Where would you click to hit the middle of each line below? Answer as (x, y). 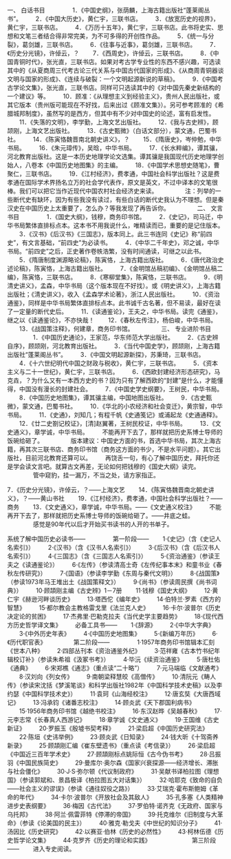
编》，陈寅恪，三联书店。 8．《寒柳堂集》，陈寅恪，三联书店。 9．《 (112, 277)
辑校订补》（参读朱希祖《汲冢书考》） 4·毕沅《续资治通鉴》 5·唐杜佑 (114, 659)
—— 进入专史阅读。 (41, 849)
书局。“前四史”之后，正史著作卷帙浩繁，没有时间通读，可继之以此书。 (106, 251)
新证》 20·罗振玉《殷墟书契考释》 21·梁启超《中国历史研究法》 (108, 728)
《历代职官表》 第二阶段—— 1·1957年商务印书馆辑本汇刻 (111, 642)
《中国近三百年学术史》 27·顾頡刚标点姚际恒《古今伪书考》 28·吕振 (114, 754)
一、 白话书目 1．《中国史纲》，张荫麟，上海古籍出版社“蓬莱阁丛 (109, 10)
